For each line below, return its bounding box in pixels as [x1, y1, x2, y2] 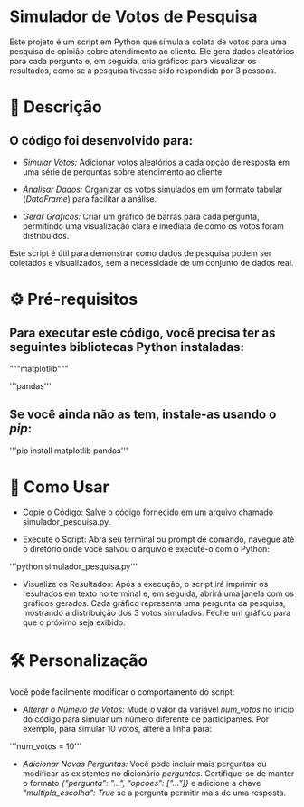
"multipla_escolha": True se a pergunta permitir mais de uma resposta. [22, 787, 287, 798]
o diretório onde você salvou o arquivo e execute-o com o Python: [22, 543, 270, 554]
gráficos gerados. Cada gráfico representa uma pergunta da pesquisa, [22, 597, 287, 608]
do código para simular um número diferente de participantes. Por [22, 713, 270, 725]
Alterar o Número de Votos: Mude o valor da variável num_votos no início [22, 704, 295, 715]
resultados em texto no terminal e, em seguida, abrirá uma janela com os [22, 588, 294, 599]
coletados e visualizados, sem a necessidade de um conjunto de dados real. [9, 257, 294, 268]
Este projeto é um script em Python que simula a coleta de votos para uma [9, 36, 287, 47]
